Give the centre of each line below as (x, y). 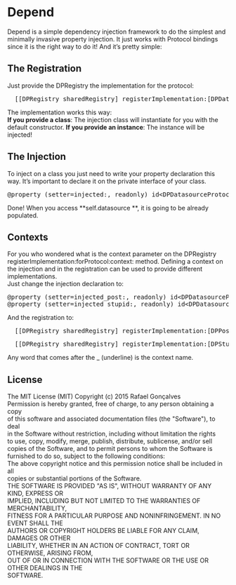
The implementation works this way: (60, 112)
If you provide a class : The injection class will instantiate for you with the (113, 119)
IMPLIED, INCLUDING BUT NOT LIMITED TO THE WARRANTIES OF (104, 501)
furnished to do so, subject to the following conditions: (86, 456)
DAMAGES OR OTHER (39, 538)
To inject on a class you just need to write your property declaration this (111, 173)
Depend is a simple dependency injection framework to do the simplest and (117, 32)
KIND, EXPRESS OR (35, 493)
